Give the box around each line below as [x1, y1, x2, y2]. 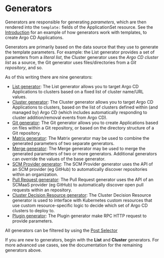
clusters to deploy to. [12, 207, 55, 213]
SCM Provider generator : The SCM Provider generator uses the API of [12, 161, 153, 167]
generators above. [5, 247, 42, 253]
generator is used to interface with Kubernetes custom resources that [12, 197, 152, 203]
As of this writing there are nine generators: [5, 74, 93, 80]
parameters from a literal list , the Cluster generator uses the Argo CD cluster [5, 54, 159, 60]
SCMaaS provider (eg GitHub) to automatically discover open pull [12, 182, 144, 187]
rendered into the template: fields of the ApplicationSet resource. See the [5, 24, 153, 30]
